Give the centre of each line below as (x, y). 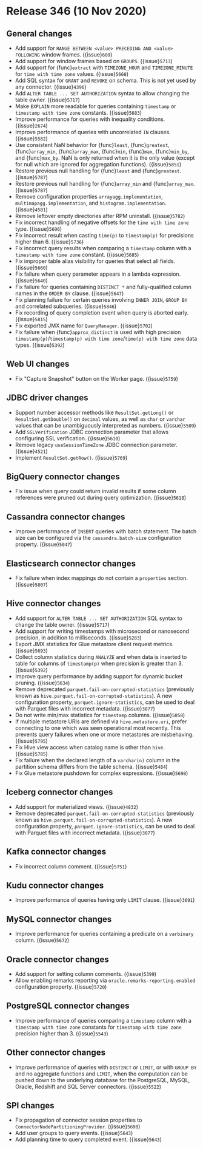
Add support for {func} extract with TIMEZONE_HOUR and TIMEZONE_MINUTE (104, 67)
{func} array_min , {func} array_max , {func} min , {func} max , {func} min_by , (102, 151)
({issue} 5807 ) (32, 585)
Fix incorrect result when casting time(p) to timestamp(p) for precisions (104, 235)
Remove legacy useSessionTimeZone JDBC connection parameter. (96, 445)
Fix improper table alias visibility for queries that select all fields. (95, 261)
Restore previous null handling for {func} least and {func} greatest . (98, 171)
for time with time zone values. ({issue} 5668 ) (72, 74)
